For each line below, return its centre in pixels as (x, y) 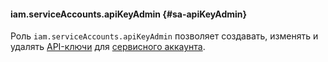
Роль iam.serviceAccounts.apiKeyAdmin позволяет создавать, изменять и (164, 36)
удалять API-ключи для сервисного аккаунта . (108, 47)
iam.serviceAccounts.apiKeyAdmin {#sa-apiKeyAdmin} (129, 14)
